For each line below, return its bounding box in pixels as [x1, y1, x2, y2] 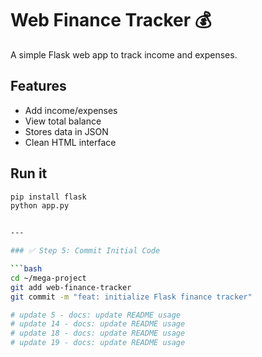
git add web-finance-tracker [10, 282, 132, 292]
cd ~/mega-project [10, 273, 87, 283]
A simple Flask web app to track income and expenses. [10, 48, 238, 61]
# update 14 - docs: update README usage [10, 319, 186, 329]
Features [10, 78, 67, 95]
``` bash [10, 264, 43, 274]
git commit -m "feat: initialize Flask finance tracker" [10, 292, 253, 302]
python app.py [10, 201, 70, 211]
